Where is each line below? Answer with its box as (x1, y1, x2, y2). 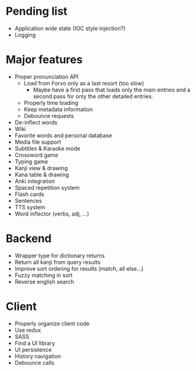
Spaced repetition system (14, 184, 80, 191)
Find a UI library (14, 339, 55, 346)
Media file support (14, 138, 61, 146)
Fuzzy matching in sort (14, 271, 73, 279)
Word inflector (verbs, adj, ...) (14, 210, 90, 217)
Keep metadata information (23, 106, 93, 113)
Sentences (14, 197, 42, 204)
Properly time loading (23, 99, 79, 106)
